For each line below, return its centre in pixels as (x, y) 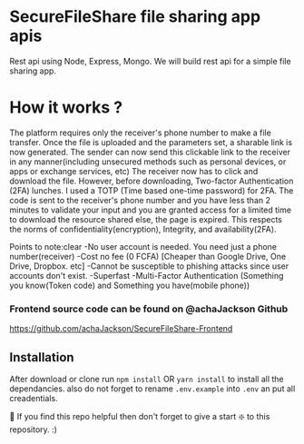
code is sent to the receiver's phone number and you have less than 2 (140, 200)
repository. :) (33, 429)
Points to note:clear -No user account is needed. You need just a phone (143, 246)
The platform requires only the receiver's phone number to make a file (141, 133)
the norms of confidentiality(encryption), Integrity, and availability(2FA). (143, 229)
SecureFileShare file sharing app (135, 17)
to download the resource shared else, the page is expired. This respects (146, 219)
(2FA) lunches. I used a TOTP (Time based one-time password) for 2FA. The (152, 190)
